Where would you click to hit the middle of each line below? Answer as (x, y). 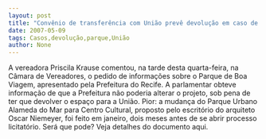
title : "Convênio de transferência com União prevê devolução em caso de (133, 23)
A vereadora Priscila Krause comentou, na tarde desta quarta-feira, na (123, 68)
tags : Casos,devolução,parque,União (69, 38)
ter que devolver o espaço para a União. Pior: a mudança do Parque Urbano (133, 102)
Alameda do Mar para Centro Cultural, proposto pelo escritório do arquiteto (132, 110)
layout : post (30, 15)
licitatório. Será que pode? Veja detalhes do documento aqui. (108, 127)
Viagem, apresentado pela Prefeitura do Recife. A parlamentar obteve (122, 85)
